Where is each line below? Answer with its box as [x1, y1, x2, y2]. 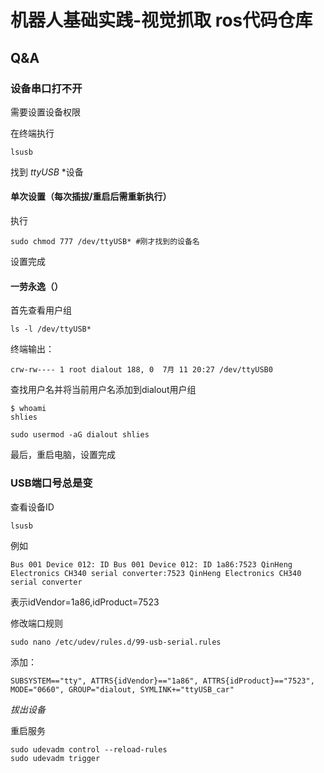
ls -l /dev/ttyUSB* [10, 324, 92, 335]
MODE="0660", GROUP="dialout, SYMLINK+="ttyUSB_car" [10, 684, 235, 695]
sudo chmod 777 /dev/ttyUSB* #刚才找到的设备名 [10, 237, 200, 247]
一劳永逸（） [10, 280, 63, 292]
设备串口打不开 [10, 81, 83, 95]
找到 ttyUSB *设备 [10, 166, 84, 178]
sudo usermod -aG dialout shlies [10, 430, 150, 440]
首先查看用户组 [10, 304, 72, 316]
